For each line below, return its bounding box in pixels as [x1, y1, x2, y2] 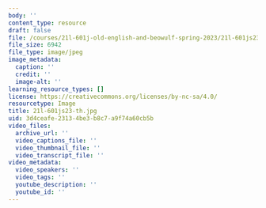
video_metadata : [8, 159, 62, 167]
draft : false [8, 26, 51, 34]
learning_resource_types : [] [8, 85, 104, 93]
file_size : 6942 [8, 41, 62, 49]
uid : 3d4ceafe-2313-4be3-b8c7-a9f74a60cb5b [8, 115, 154, 123]
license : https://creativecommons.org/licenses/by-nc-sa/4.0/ [8, 93, 218, 100]
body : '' [8, 11, 37, 20]
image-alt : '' [15, 78, 62, 85]
